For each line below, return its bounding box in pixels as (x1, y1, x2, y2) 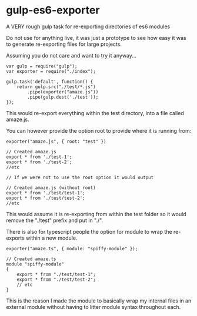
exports (6, 234, 25, 241)
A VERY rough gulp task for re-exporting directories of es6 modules (6, 23, 171, 30)
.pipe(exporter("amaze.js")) (27, 89, 99, 95)
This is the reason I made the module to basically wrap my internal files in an (6, 297, 192, 304)
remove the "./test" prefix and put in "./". (6, 217, 103, 224)
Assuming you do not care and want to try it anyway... (6, 52, 137, 59)
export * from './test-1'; (6, 154, 72, 160)
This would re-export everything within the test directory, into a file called (6, 109, 184, 116)
